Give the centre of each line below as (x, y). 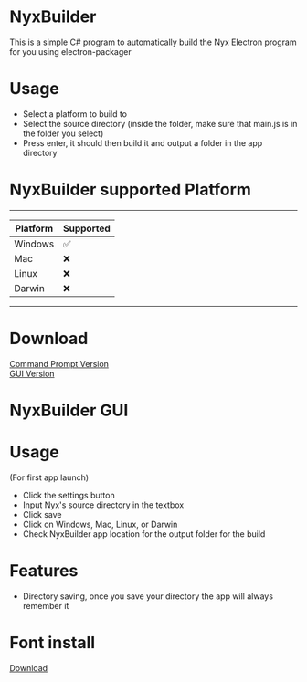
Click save (42, 514)
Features (44, 571)
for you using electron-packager (71, 51)
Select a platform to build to (75, 114)
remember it (46, 605)
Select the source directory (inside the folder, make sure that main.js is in (160, 123)
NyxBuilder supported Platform (130, 190)
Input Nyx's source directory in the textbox (103, 505)
